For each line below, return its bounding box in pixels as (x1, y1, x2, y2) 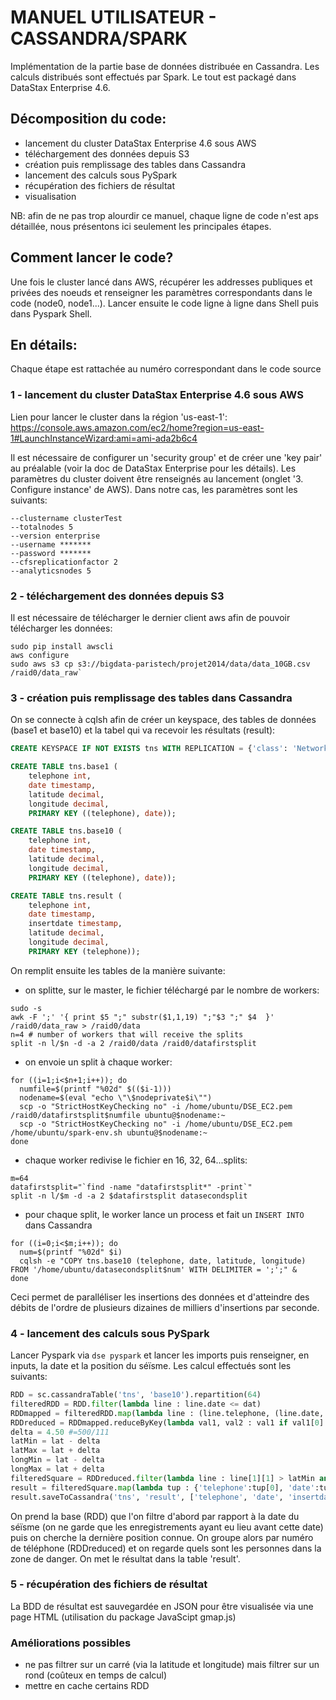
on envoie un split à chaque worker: (24, 1056, 173, 1068)
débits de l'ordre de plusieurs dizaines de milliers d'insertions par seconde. (10, 1301, 320, 1313)
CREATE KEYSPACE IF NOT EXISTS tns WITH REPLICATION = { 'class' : (10, 744, 288, 754)
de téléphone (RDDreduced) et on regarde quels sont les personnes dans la (10, 1542, 322, 1554)
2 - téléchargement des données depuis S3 (10, 589, 225, 603)
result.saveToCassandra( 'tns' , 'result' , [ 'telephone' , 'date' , (10, 1492, 284, 1502)
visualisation (24, 190, 77, 202)
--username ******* (10, 539, 92, 550)
